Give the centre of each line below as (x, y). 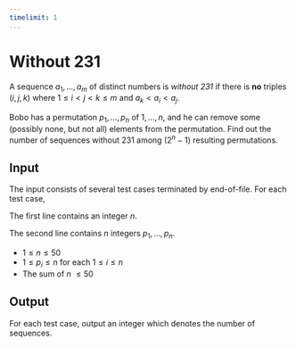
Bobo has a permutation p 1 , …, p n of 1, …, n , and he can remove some (135, 119)
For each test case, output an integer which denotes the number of (132, 323)
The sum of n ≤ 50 (58, 274)
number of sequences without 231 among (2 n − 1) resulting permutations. (144, 139)
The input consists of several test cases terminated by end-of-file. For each (148, 189)
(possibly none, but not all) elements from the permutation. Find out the (140, 128)
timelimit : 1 (33, 17)
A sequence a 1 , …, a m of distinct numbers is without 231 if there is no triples (148, 87)
